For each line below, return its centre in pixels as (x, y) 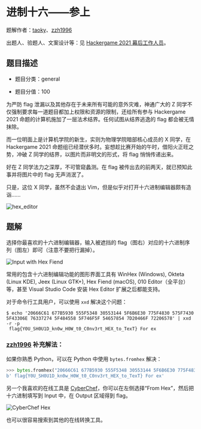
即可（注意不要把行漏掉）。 (65, 250)
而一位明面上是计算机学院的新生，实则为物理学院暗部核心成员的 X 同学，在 (99, 139)
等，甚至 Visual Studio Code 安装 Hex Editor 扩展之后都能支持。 (85, 289)
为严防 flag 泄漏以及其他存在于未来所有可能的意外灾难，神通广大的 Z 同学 (97, 104)
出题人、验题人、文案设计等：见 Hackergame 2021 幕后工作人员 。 (88, 42)
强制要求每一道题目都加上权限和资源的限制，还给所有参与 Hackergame (98, 112)
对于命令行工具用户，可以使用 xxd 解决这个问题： (67, 302)
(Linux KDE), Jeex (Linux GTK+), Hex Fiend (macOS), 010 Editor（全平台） (98, 281)
